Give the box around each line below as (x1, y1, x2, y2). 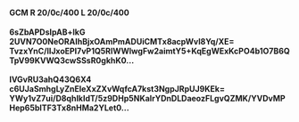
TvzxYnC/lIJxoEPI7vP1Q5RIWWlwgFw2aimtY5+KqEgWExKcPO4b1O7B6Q (9, 45, 290, 57)
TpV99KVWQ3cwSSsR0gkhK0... (9, 55, 135, 66)
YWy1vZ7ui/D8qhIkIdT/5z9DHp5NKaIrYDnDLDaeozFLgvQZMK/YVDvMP (9, 94, 286, 104)
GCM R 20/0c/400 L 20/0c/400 (9, 7, 129, 18)
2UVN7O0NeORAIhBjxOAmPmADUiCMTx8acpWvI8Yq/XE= (9, 37, 235, 47)
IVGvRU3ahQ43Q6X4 (9, 74, 92, 85)
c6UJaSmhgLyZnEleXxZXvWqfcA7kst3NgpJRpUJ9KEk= (9, 84, 226, 94)
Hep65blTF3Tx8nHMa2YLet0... (9, 102, 129, 113)
